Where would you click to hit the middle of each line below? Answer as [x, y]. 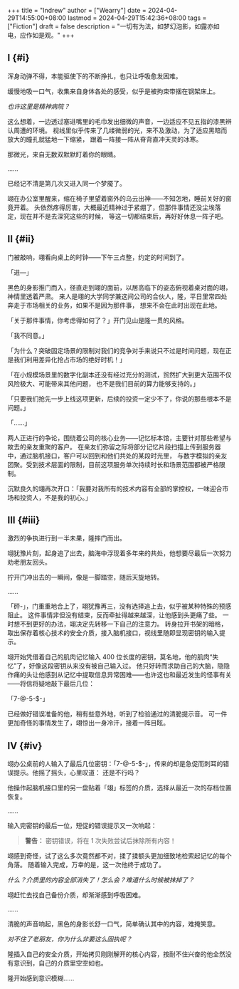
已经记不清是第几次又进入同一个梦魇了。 [67, 183]
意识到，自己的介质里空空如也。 [60, 963]
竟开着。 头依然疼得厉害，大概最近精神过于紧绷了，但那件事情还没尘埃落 [114, 207]
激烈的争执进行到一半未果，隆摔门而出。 [67, 538]
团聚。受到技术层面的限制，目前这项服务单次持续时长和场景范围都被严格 [113, 464]
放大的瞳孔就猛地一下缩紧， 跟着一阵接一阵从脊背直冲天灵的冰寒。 [105, 139]
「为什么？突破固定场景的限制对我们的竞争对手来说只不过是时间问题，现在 [116, 350]
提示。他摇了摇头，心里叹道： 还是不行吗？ [76, 773]
